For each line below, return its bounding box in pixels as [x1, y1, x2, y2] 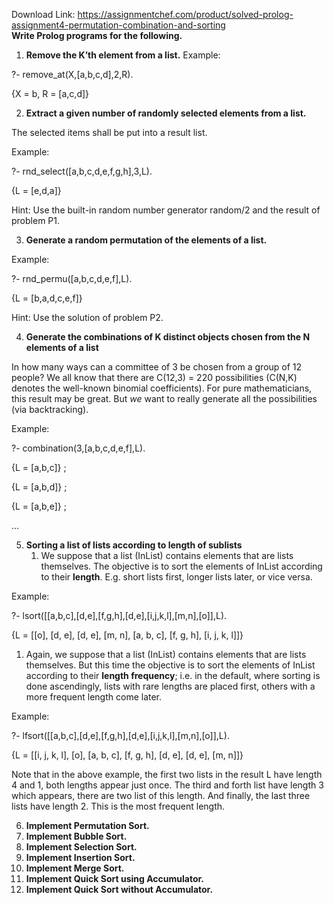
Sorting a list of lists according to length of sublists [25, 539, 243, 551]
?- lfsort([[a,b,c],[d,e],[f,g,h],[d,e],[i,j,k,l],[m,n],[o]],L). [11, 730, 230, 741]
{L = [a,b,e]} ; [11, 500, 67, 512]
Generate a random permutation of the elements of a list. [25, 234, 268, 246]
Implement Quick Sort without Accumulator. [25, 884, 214, 895]
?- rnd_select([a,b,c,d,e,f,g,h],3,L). [11, 165, 153, 177]
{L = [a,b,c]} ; [11, 462, 67, 473]
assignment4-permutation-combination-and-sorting [11, 19, 226, 31]
